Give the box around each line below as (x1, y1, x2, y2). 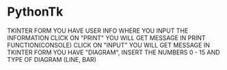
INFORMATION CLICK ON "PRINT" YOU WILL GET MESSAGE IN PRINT (7, 33, 206, 41)
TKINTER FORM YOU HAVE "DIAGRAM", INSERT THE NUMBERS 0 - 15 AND (7, 48, 220, 56)
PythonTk (7, 4, 64, 20)
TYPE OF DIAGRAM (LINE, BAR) (7, 55, 97, 63)
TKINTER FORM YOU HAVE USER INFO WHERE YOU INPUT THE (7, 27, 189, 35)
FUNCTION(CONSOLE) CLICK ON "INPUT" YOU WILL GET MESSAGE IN (7, 41, 211, 49)
